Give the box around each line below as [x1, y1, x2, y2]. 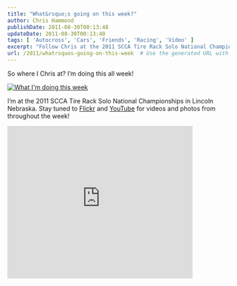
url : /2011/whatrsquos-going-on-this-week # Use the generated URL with [7, 50, 229, 57]
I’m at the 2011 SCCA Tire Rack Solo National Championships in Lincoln [7, 96, 214, 105]
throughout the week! [7, 111, 70, 120]
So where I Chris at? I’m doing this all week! [7, 69, 134, 78]
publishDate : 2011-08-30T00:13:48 [7, 23, 109, 30]
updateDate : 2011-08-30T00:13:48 [7, 30, 106, 38]
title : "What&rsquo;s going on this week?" [7, 10, 138, 18]
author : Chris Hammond [7, 17, 74, 24]
